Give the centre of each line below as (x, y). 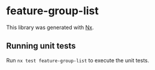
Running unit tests (41, 46)
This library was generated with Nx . (50, 27)
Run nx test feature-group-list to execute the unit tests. (78, 60)
